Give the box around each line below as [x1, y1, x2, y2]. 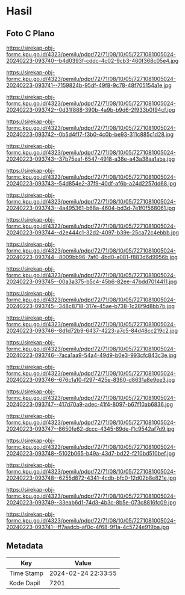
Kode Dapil [9, 579, 40, 587]
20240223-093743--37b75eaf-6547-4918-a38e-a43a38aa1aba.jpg [6, 155, 175, 162]
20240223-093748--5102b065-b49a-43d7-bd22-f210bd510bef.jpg [6, 450, 175, 457]
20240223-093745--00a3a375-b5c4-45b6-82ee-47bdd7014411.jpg [6, 278, 177, 285]
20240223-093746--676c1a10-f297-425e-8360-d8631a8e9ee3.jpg [6, 376, 175, 383]
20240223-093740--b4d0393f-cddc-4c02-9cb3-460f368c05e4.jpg [6, 57, 179, 64]
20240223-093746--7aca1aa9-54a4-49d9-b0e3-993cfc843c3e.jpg [6, 352, 177, 359]
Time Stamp [9, 569, 44, 577]
